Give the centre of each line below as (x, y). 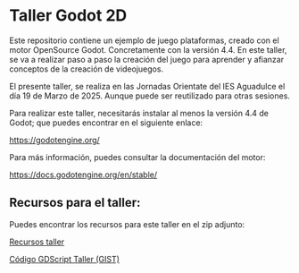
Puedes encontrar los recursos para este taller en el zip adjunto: (127, 224)
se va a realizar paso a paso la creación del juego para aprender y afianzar (146, 59)
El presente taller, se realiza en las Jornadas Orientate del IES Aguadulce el (147, 86)
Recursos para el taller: (75, 203)
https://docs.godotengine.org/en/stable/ (83, 175)
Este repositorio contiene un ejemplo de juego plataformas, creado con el (144, 40)
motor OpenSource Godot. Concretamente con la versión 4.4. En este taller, (148, 49)
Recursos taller (37, 242)
